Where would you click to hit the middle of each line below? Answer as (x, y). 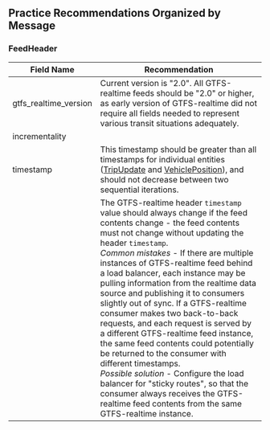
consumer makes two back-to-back (169, 313)
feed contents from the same (187, 403)
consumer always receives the (157, 393)
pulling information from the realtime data (178, 283)
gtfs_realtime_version (52, 103)
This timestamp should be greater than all (178, 149)
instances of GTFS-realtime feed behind (176, 263)
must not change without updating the (172, 232)
